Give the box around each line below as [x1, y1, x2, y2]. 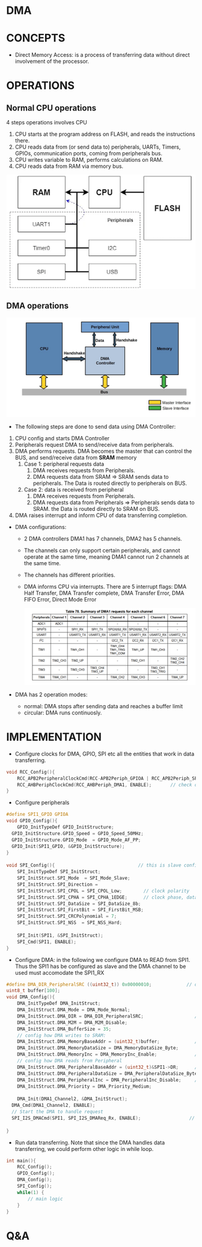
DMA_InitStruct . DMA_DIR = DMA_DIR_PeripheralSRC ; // [17, 1013, 200, 1019]
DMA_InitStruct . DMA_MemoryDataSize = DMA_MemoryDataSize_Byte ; [17, 1045, 179, 1051]
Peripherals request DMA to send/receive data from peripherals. [14, 441, 174, 448]
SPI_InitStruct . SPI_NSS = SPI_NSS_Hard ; [17, 920, 122, 926]
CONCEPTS [6, 31, 66, 45]
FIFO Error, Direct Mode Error [23, 595, 97, 603]
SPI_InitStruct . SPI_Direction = [17, 881, 98, 888]
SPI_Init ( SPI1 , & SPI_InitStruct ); [17, 932, 103, 938]
